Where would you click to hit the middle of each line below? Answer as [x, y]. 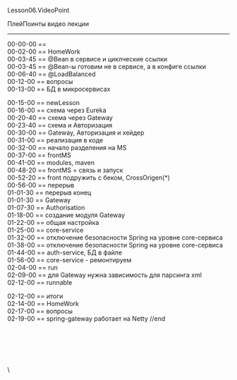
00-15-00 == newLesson [43, 103]
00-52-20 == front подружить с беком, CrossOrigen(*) [89, 178]
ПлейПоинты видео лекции [48, 24]
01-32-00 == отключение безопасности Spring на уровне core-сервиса [115, 238]
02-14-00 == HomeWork [43, 304]
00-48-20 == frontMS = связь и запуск [65, 170]
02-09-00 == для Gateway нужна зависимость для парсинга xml [105, 275]
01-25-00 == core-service [45, 230]
